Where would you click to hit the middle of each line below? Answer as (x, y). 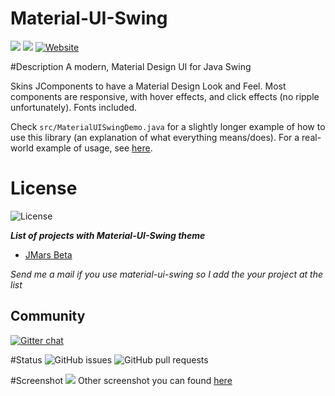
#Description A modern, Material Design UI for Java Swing (131, 66)
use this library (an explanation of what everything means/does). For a (155, 137)
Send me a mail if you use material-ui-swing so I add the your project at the (166, 274)
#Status (26, 359)
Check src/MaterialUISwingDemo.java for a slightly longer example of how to (168, 126)
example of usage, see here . (94, 148)
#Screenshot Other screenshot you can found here (121, 380)
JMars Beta (48, 254)
